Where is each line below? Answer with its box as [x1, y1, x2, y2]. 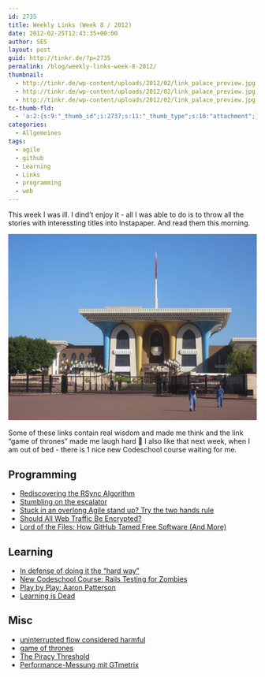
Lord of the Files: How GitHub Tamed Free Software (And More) [19, 523, 227, 532]
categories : [8, 121, 47, 129]
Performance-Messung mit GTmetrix [19, 660, 140, 669]
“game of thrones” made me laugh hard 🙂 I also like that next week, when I [8, 437, 251, 446]
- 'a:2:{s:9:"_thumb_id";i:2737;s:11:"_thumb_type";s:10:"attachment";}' [15, 113, 263, 121]
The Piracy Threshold [19, 651, 90, 661]
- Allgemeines [15, 129, 62, 137]
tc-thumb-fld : [8, 104, 55, 112]
